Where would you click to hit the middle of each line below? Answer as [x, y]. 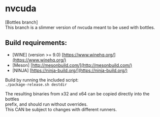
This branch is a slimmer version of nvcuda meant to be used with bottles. [80, 27]
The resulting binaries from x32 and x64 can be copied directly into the [77, 93]
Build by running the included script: [42, 80]
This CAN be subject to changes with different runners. [61, 109]
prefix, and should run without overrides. [46, 104]
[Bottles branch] [22, 22]
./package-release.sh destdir [36, 85]
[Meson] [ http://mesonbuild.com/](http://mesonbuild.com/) [72, 65]
